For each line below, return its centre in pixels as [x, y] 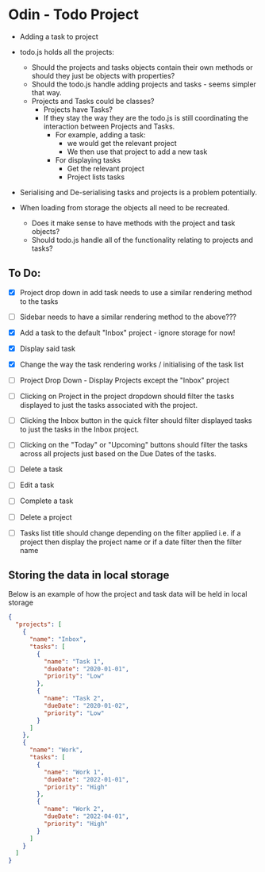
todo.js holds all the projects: [67, 52]
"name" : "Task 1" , [74, 661]
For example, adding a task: [100, 134]
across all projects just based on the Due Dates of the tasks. [118, 454]
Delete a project [46, 517]
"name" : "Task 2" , [74, 699]
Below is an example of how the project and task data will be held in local [128, 594]
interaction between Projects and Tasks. [109, 126]
